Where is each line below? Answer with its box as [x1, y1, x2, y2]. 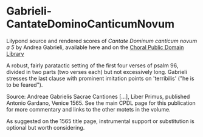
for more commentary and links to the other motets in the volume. [6, 105, 171, 113]
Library [6, 50, 24, 57]
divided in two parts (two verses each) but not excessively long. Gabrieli [6, 68, 187, 75]
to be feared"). [6, 81, 43, 89]
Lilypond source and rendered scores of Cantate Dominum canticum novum [6, 37, 198, 44]
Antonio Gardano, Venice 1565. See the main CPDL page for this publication [6, 99, 196, 107]
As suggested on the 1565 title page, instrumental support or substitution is [6, 117, 194, 125]
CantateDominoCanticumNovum [6, 17, 175, 31]
